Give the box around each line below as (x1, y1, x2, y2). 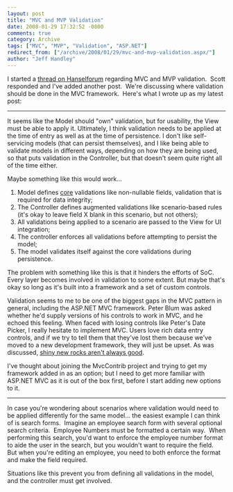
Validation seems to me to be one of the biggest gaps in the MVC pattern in (7, 296, 222, 305)
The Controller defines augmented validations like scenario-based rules (17, 203, 223, 211)
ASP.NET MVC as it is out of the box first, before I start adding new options (7, 376, 221, 385)
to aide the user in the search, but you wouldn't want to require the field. (7, 441, 214, 449)
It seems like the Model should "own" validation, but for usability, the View (7, 116, 219, 125)
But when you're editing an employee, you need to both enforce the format (7, 448, 221, 457)
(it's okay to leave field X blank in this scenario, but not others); (17, 210, 198, 219)
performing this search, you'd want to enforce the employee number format (7, 433, 223, 442)
